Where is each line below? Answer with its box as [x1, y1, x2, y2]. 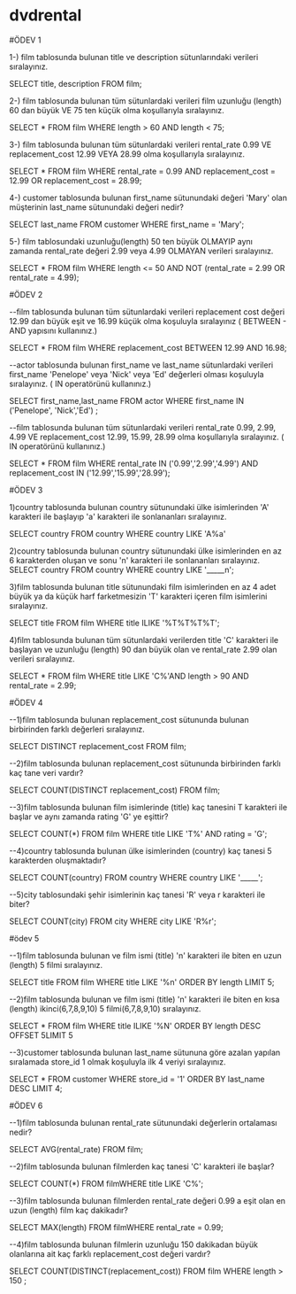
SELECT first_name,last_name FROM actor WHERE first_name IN [9, 395, 245, 406]
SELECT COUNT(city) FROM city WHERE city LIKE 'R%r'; [9, 916, 216, 926]
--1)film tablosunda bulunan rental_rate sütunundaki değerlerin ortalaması [9, 1117, 277, 1127]
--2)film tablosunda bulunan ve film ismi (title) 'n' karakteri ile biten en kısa [9, 994, 280, 1004]
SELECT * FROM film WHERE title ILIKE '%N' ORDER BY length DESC [9, 1020, 262, 1031]
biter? [9, 898, 30, 909]
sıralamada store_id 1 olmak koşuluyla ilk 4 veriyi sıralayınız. [9, 1056, 227, 1067]
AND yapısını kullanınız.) [9, 325, 98, 336]
